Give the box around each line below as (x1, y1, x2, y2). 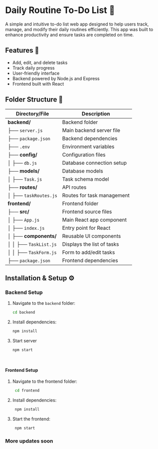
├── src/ (7, 208, 30, 215)
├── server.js (7, 127, 43, 134)
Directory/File (15, 110, 49, 117)
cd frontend (14, 388, 40, 393)
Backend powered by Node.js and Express (12, 75, 100, 82)
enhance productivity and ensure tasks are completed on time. (5, 32, 134, 38)
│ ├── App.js (7, 216, 40, 223)
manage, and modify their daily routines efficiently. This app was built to (5, 26, 154, 32)
